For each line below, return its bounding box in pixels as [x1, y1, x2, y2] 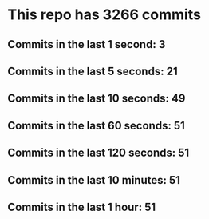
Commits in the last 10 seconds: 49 [7, 92, 186, 106]
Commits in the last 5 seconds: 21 [7, 64, 178, 78]
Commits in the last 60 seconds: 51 [7, 118, 185, 133]
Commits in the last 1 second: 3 [7, 38, 166, 51]
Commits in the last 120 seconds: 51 [7, 146, 190, 160]
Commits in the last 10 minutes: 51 [7, 173, 181, 187]
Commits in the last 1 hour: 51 [7, 200, 156, 213]
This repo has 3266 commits [7, 6, 201, 24]
